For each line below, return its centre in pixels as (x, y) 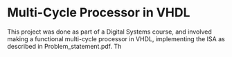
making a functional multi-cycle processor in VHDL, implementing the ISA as (116, 38)
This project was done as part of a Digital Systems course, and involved (110, 32)
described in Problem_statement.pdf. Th (64, 46)
